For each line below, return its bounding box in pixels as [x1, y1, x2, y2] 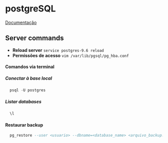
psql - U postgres [9, 88, 46, 93]
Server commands [5, 34, 64, 42]
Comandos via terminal [5, 64, 55, 70]
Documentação [5, 19, 37, 25]
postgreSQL [5, 3, 56, 14]
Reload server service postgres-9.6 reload [12, 47, 104, 53]
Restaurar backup [5, 122, 43, 128]
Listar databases [5, 98, 41, 105]
